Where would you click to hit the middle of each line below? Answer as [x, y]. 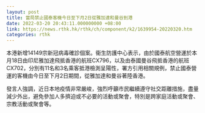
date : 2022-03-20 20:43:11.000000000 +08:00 [64, 23]
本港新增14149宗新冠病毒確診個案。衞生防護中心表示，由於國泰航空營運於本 [102, 53]
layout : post [23, 12]
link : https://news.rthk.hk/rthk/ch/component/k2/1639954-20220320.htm [99, 29]
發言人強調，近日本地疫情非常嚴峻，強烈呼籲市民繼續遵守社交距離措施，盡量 [103, 89]
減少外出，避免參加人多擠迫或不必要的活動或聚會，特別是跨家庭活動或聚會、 [103, 97]
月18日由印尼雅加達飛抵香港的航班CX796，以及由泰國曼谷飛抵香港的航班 [98, 60]
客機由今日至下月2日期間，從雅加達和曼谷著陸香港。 [83, 76]
